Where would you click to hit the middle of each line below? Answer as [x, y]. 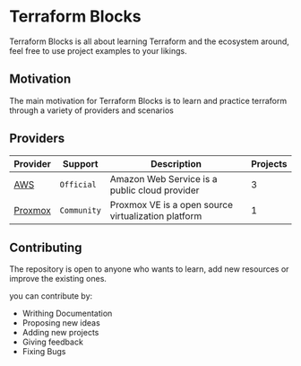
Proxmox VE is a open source [172, 205]
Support [80, 163]
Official [78, 184]
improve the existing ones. [58, 279]
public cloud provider [155, 190]
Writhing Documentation [67, 314]
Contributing [46, 247]
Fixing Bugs [44, 352]
